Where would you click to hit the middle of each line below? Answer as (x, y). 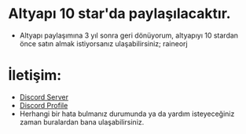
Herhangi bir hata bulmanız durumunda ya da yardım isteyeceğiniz (127, 114)
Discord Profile (44, 105)
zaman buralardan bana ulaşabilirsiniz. (82, 121)
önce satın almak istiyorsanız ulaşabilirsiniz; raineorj (103, 43)
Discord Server (44, 97)
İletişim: (35, 76)
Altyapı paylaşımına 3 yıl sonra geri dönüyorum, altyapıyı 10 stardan (129, 35)
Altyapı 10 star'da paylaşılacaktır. (119, 14)
